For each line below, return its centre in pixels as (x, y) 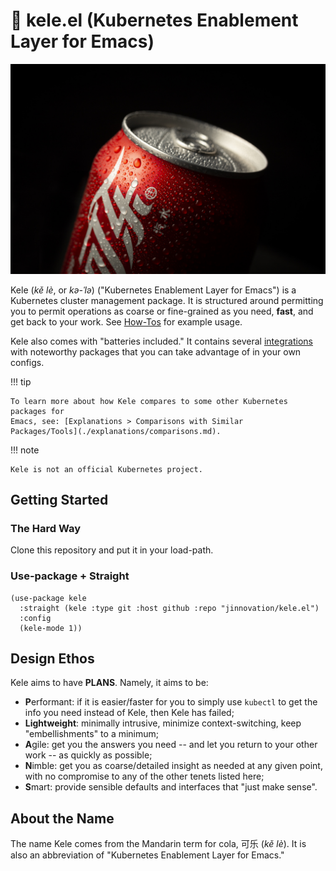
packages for (37, 411)
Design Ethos (52, 658)
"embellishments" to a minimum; (92, 734)
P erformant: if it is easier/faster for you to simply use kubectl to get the (171, 702)
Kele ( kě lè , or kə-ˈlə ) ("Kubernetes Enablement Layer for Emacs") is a (153, 290)
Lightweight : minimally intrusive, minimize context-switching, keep (163, 723)
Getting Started (59, 500)
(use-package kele (48, 598)
